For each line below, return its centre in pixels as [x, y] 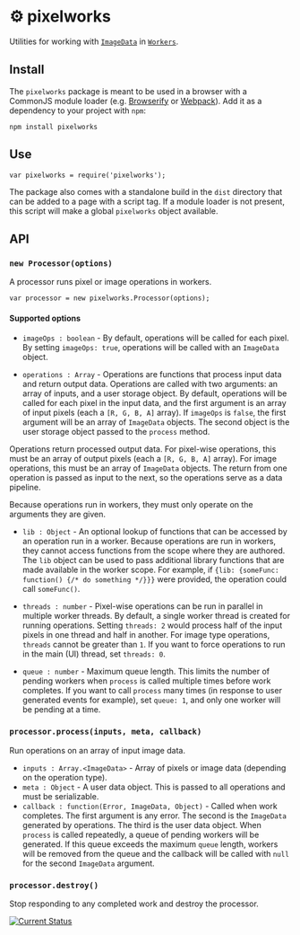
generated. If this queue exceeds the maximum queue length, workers [150, 844]
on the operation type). [64, 777]
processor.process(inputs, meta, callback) [106, 732]
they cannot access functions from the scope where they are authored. [154, 551]
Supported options [45, 318]
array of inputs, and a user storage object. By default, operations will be [154, 393]
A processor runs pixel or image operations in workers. [111, 282]
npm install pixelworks [54, 127]
